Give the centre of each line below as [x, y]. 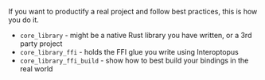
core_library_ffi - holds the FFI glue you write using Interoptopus [129, 52]
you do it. [24, 20]
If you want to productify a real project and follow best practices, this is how [133, 11]
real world [36, 69]
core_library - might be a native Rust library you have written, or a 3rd [136, 35]
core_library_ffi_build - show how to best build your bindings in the [134, 60]
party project [41, 44]
